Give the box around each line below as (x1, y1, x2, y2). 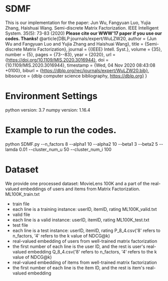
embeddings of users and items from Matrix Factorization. (20, 186, 140, 192)
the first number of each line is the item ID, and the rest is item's (12, 264, 145, 270)
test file (12, 222, 29, 228)
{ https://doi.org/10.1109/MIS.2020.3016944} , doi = (5, 57, 109, 63)
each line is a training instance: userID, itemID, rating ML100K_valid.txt (12, 206, 157, 212)
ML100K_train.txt (5, 191, 40, 197)
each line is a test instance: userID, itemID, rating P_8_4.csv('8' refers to (12, 227, 160, 233)
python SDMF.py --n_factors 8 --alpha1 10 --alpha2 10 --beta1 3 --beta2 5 (5, 141, 158, 147)
